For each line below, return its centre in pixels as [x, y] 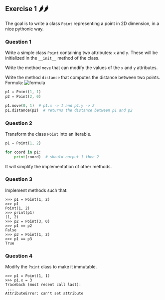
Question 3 [19, 179]
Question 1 [18, 42]
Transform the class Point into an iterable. [48, 134]
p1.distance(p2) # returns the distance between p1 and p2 [69, 110]
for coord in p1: [23, 152]
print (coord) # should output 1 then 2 [57, 157]
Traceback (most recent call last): [43, 285]
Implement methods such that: [37, 190]
